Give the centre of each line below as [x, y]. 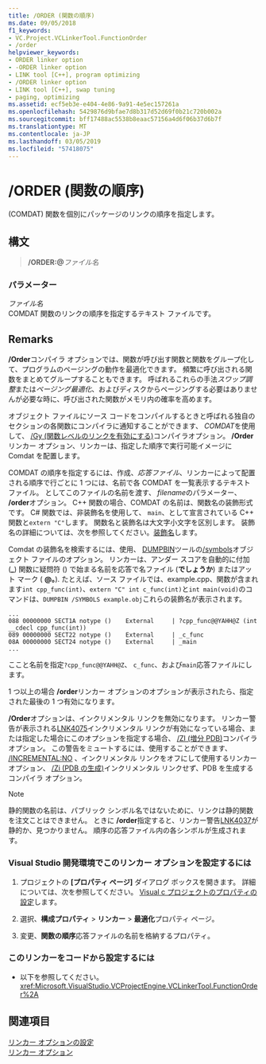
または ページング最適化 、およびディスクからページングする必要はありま [133, 389]
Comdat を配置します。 [46, 456]
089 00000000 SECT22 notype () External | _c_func [106, 635]
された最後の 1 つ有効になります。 [64, 702]
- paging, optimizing [44, 97]
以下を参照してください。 [61, 976]
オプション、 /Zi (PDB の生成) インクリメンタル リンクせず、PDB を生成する [131, 768]
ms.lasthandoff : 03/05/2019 [55, 141]
